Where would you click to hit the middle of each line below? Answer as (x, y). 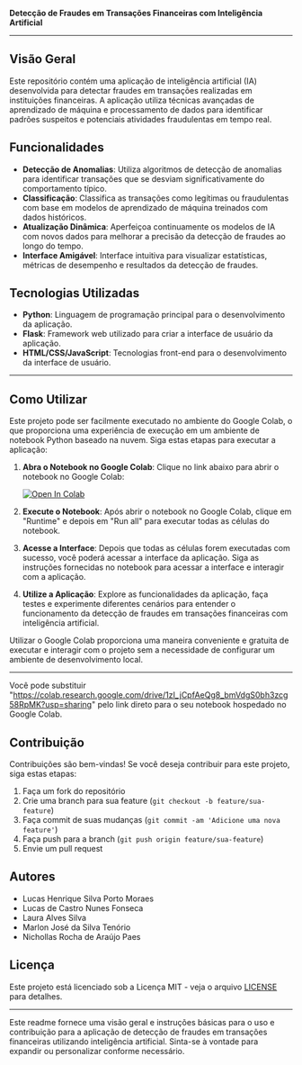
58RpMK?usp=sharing (51, 705)
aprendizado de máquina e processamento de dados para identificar (136, 109)
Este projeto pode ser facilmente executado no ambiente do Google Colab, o (151, 421)
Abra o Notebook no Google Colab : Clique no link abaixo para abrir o (151, 467)
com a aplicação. (54, 577)
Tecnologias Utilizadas (75, 293)
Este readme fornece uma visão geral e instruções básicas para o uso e (142, 1022)
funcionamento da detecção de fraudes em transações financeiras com (155, 614)
